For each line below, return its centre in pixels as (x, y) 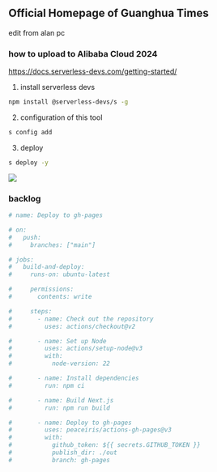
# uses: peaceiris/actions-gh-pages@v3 (90, 430)
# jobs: (21, 259)
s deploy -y (28, 162)
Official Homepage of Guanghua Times (108, 13)
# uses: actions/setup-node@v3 (76, 349)
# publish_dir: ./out (63, 453)
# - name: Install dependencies (74, 378)
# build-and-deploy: (47, 267)
